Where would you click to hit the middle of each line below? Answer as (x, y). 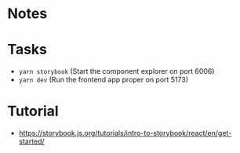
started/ (31, 141)
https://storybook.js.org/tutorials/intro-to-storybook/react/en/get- (125, 133)
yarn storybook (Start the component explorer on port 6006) (116, 71)
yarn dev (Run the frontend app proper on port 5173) (104, 80)
